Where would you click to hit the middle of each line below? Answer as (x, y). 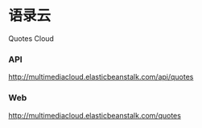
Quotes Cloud (31, 38)
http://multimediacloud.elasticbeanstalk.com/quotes (95, 115)
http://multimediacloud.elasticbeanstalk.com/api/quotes (101, 77)
